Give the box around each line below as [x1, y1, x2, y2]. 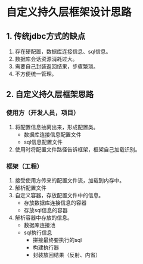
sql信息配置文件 [23, 138, 63, 145]
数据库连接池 [23, 221, 55, 228]
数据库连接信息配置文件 [23, 131, 82, 138]
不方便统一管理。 [14, 70, 57, 77]
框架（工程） [6, 162, 43, 170]
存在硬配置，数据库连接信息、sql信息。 [14, 48, 111, 55]
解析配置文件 [14, 184, 46, 191]
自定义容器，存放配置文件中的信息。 [14, 191, 104, 198]
